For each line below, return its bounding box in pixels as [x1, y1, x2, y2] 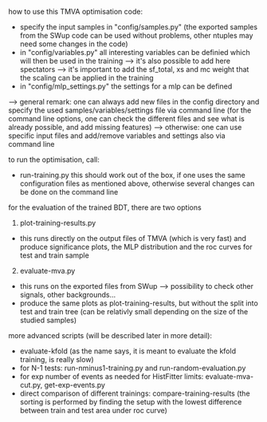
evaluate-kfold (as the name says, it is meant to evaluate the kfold [19, 346, 237, 356]
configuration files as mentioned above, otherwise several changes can [19, 179, 255, 188]
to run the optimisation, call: [8, 155, 100, 164]
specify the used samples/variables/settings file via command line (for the [8, 105, 252, 115]
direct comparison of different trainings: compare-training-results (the [19, 388, 250, 398]
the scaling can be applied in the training [19, 73, 154, 82]
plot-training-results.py [19, 219, 96, 227]
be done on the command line [19, 187, 119, 196]
